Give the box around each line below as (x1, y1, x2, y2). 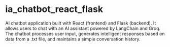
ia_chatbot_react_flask (5, 3, 103, 15)
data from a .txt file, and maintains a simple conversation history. (5, 36, 141, 42)
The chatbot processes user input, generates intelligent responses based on (5, 30, 165, 36)
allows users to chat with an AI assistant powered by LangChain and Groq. (5, 25, 161, 31)
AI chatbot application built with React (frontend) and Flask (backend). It (5, 20, 156, 26)
